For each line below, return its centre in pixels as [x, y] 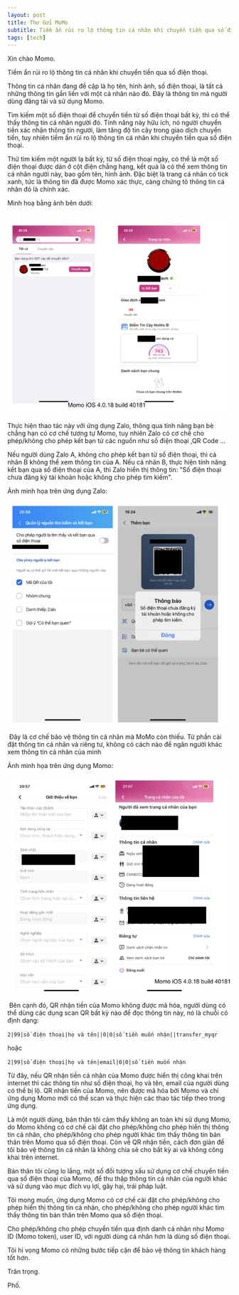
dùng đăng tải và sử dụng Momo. [56, 101]
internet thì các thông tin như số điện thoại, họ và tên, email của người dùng [118, 1083]
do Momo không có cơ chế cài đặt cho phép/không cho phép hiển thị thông [118, 1127]
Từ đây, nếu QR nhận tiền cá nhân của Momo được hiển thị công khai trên [115, 1076]
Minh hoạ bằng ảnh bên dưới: [51, 203]
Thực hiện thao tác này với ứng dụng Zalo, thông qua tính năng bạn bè [111, 425]
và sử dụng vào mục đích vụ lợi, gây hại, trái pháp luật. [87, 1186]
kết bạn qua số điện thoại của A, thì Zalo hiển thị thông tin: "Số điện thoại [115, 469]
